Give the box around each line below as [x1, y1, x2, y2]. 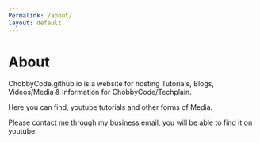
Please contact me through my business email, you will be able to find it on [8, 118, 253, 127]
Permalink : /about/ [8, 11, 73, 20]
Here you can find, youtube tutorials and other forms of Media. [8, 103, 213, 112]
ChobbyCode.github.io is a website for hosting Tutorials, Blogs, [8, 79, 214, 88]
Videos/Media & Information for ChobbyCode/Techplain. [8, 88, 192, 97]
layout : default [8, 19, 62, 27]
